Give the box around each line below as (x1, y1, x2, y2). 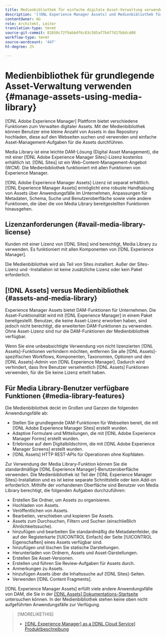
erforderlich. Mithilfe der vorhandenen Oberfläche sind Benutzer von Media (5, 482, 159, 488)
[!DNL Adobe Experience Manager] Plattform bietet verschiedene (5, 118, 138, 124)
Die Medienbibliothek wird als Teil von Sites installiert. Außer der (5, 261, 136, 267)
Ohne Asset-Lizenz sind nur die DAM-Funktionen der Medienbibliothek (5, 328, 149, 334)
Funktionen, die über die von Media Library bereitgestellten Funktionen (5, 201, 149, 207)
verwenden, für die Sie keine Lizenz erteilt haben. (5, 369, 106, 375)
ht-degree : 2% (5, 44, 35, 49)
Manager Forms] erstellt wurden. (12, 435, 80, 441)
